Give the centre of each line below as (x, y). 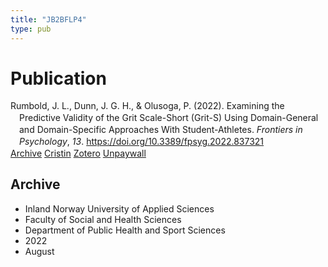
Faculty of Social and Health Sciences (103, 219)
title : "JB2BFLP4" (48, 19)
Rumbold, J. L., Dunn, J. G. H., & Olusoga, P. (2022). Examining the (147, 106)
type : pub (31, 29)
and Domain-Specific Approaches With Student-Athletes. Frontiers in (161, 130)
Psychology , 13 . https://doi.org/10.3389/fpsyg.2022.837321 (142, 142)
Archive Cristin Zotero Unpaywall (78, 153)
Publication (58, 78)
